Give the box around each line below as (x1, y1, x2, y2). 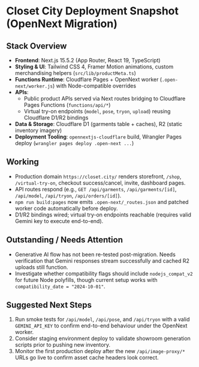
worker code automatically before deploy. (14, 204, 118, 212)
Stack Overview (6, 41, 67, 51)
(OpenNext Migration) (6, 17, 118, 31)
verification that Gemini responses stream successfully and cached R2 (14, 257, 190, 264)
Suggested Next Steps (6, 300, 92, 310)
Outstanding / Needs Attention (6, 235, 123, 245)
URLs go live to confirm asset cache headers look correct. (14, 354, 159, 361)
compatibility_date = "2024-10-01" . (14, 282, 106, 290)
